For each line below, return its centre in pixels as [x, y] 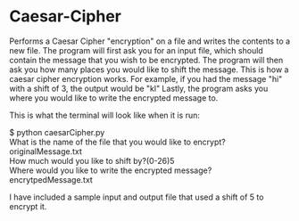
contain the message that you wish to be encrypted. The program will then [146, 60]
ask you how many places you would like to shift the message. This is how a [149, 70]
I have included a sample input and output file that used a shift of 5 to [137, 197]
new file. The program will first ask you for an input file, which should [136, 50]
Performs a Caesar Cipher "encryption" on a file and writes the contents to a [150, 41]
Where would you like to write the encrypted [91, 170]
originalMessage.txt [46, 151]
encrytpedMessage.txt [51, 179]
